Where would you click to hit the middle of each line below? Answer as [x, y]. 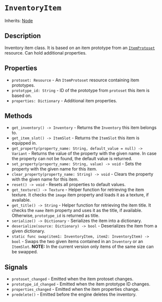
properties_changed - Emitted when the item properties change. [75, 289]
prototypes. [23, 85]
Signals [16, 267]
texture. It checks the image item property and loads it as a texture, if [80, 195]
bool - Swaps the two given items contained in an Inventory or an [77, 242]
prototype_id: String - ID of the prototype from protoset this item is [81, 90]
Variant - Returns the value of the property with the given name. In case [84, 153]
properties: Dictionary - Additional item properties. [64, 100]
